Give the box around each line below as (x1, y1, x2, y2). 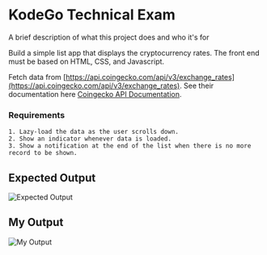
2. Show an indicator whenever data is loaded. (8, 135, 172, 143)
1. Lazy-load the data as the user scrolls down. (8, 127, 180, 136)
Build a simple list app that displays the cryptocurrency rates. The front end (8, 48, 261, 57)
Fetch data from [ (8, 72, 66, 82)
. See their (179, 81, 214, 90)
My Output (8, 215, 64, 229)
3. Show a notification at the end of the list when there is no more (8, 142, 252, 150)
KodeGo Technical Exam (8, 6, 176, 24)
